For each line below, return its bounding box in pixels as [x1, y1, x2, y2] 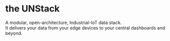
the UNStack [5, 3, 60, 14]
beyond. [5, 30, 23, 36]
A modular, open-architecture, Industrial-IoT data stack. [5, 19, 122, 25]
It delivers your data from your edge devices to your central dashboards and [5, 24, 165, 30]
